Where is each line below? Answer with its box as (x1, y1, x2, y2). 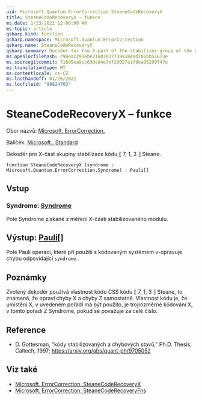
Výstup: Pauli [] (6, 232, 64, 243)
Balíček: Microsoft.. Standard (6, 139, 78, 146)
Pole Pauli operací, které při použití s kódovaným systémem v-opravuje (6, 249, 182, 256)
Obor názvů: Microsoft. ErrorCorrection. (6, 127, 105, 134)
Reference (6, 325, 46, 335)
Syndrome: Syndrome (6, 202, 72, 210)
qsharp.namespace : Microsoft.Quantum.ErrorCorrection (6, 37, 144, 43)
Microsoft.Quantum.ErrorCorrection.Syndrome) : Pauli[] (6, 167, 149, 173)
